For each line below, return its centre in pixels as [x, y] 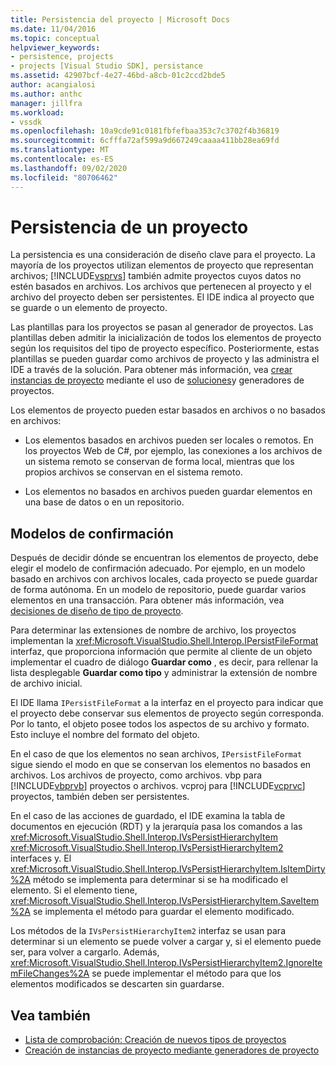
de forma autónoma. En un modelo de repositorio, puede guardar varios [158, 590]
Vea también [50, 1015]
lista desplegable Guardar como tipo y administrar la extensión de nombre [164, 673]
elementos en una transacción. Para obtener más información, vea [147, 600]
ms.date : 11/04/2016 [53, 29]
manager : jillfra [46, 103]
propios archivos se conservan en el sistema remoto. [133, 472]
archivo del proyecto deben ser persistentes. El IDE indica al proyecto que [162, 297]
